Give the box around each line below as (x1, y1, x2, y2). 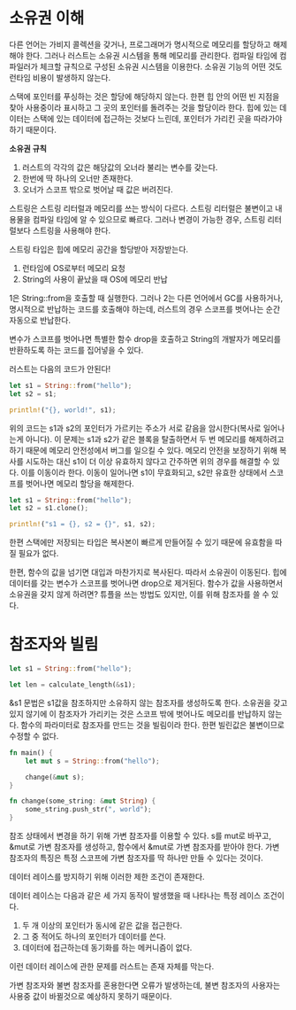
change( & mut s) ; (25, 773, 86, 781)
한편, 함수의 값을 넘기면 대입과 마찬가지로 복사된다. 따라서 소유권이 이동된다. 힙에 (9, 567, 287, 578)
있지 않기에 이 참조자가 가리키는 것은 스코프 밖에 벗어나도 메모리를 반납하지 (9, 708, 267, 719)
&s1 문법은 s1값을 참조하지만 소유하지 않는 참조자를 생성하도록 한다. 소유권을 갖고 (9, 697, 288, 708)
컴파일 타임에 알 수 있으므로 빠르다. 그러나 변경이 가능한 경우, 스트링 (32, 214, 266, 224)
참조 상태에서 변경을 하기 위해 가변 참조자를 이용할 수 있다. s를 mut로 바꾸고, (9, 830, 272, 841)
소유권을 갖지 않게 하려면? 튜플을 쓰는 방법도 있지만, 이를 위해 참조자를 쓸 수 (9, 589, 269, 600)
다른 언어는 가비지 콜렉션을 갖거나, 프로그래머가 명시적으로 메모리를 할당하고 (9, 39, 271, 50)
